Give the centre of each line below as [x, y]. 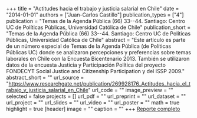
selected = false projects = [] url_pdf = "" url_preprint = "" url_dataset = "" [96, 96]
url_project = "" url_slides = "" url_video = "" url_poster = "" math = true [93, 102]
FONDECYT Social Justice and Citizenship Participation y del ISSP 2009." [95, 71]
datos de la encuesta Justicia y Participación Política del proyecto [86, 65]
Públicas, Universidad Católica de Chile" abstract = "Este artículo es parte [96, 40]
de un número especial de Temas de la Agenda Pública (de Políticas [89, 46]
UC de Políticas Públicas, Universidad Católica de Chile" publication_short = [98, 27]
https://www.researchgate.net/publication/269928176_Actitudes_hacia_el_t [99, 84]
